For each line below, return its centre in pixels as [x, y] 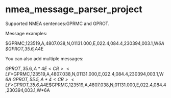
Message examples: [26, 33]
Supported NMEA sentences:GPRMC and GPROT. [57, 23]
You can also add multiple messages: [44, 58]
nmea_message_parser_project [74, 9]
